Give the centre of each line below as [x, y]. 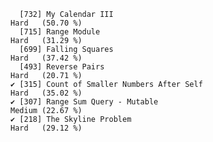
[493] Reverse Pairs [62, 67]
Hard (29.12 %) [46, 128]
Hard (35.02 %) [46, 93]
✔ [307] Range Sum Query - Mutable [84, 102]
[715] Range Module [60, 32]
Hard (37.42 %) [46, 58]
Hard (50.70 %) [46, 23]
